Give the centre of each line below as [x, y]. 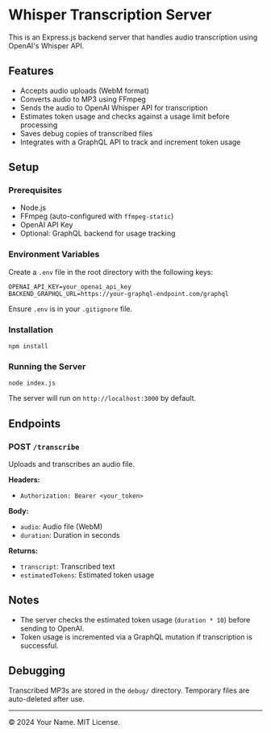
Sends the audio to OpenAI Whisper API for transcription [114, 107]
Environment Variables [54, 254]
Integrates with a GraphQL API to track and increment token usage [130, 142]
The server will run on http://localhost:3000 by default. [102, 398]
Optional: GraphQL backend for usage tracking [98, 233]
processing [39, 125]
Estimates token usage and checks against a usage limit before [125, 116]
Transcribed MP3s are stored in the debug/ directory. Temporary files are [129, 690]
